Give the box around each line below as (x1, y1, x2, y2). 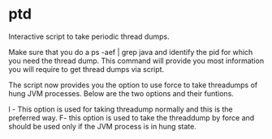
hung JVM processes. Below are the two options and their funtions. (8, 88, 234, 98)
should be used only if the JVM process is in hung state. (8, 121, 196, 131)
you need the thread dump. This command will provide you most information (8, 56, 265, 65)
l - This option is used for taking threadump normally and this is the (8, 104, 233, 114)
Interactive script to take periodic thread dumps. (8, 32, 170, 41)
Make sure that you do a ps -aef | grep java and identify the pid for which (8, 47, 253, 57)
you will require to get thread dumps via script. (8, 64, 165, 74)
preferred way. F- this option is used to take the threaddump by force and (8, 112, 255, 122)
